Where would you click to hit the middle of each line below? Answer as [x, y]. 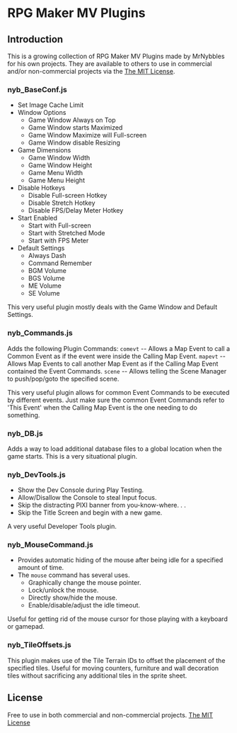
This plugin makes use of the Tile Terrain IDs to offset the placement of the [116, 660]
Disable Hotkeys [41, 188]
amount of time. [41, 568]
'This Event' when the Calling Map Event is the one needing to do [103, 407]
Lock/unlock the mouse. [63, 591]
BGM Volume [47, 271]
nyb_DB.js [25, 433]
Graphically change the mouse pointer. [85, 583]
